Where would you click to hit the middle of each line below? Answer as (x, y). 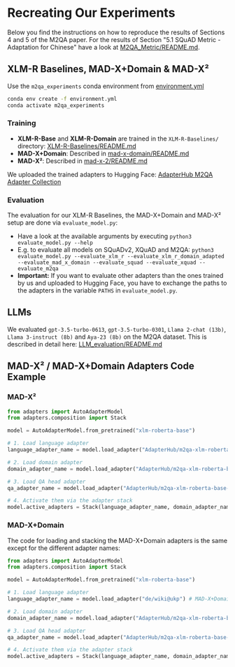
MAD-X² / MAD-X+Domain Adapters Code (101, 366)
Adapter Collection (34, 182)
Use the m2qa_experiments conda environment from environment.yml (106, 86)
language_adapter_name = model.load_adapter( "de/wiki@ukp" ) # (100, 599)
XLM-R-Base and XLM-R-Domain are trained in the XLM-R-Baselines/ (118, 139)
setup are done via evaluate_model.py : (63, 223)
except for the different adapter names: (64, 548)
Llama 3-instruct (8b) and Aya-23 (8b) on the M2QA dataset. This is (107, 337)
